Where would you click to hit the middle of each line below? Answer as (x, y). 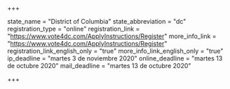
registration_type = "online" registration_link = (74, 29)
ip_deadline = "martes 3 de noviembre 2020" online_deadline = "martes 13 (115, 58)
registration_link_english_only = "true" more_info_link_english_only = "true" (115, 51)
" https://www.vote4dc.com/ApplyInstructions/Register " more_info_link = (112, 36)
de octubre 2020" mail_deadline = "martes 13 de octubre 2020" (99, 66)
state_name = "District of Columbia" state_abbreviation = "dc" (97, 21)
